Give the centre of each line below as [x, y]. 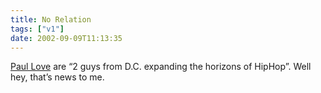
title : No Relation [51, 19]
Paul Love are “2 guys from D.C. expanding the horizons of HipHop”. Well [161, 67]
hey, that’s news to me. [57, 77]
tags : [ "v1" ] [37, 29]
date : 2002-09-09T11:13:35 [66, 38]
